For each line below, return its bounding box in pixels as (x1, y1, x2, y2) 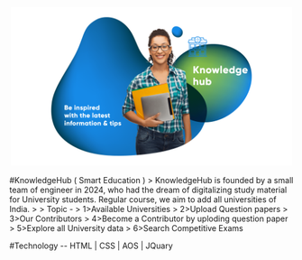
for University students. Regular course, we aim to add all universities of (9, 194, 277, 205)
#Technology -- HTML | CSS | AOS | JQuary (9, 240, 173, 251)
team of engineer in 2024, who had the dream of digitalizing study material (9, 184, 288, 196)
